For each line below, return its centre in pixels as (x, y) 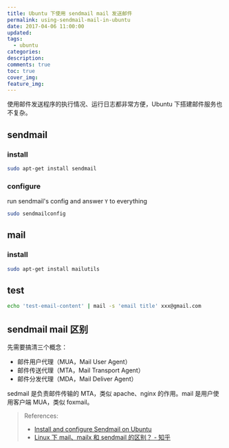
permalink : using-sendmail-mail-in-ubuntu (69, 20)
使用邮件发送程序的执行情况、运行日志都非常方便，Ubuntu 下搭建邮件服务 (112, 104)
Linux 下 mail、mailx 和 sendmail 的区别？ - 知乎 (102, 438)
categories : (24, 52)
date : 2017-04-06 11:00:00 (46, 26)
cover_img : (23, 77)
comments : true (29, 65)
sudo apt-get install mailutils (53, 269)
